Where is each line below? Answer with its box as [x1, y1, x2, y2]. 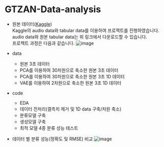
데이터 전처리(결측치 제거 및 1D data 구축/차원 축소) [19, 106, 121, 112]
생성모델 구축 [19, 119, 46, 125]
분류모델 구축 [19, 112, 46, 118]
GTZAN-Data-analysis [5, 4, 101, 15]
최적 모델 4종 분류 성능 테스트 [19, 125, 78, 131]
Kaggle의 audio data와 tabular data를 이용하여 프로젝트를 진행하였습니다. [12, 27, 159, 34]
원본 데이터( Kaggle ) [12, 21, 52, 27]
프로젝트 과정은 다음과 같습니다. [12, 40, 75, 46]
